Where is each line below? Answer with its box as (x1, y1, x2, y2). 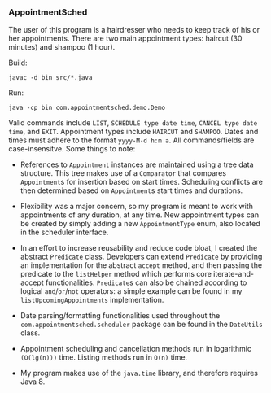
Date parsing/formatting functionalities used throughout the (20, 311, 221, 321)
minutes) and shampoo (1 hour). (8, 42, 116, 52)
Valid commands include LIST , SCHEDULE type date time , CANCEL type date (8, 118, 258, 128)
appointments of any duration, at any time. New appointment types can (20, 210, 259, 220)
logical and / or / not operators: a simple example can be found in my (20, 286, 243, 296)
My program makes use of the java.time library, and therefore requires (20, 369, 259, 378)
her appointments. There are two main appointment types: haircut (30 (8, 33, 243, 43)
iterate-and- (212, 269, 255, 279)
